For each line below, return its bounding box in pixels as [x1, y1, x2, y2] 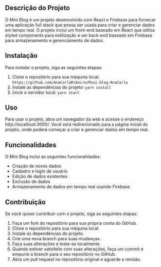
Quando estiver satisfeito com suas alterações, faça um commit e [12, 246, 143, 252]
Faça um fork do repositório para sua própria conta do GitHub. [12, 220, 138, 226]
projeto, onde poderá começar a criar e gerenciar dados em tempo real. [5, 126, 149, 133]
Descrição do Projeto [5, 4, 70, 12]
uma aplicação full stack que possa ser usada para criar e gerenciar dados [5, 22, 155, 28]
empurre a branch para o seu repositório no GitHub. [12, 251, 116, 257]
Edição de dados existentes [12, 174, 68, 179]
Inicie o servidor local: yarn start [12, 89, 80, 95]
